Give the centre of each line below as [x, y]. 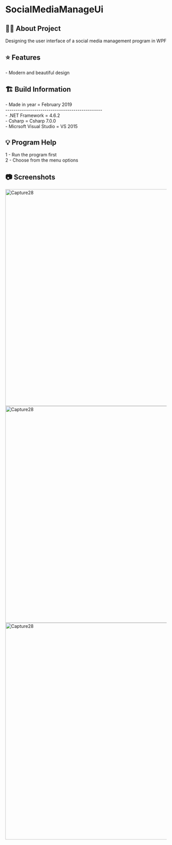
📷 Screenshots [30, 177]
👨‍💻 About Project [33, 29]
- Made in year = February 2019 [39, 104]
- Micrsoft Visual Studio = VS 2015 [41, 126]
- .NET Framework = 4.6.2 [33, 115]
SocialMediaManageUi [55, 10]
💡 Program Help [31, 143]
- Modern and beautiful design [38, 73]
